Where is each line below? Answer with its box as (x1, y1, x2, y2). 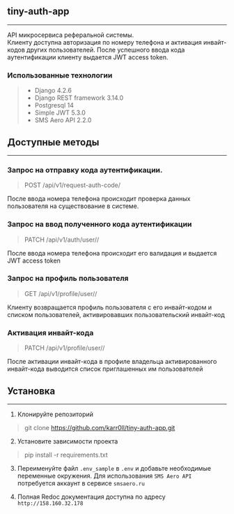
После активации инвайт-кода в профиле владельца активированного (7, 358, 217, 366)
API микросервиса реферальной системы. (7, 31, 134, 39)
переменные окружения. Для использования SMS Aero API (17, 471, 192, 480)
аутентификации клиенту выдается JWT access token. (7, 52, 169, 61)
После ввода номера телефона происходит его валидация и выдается (7, 249, 217, 257)
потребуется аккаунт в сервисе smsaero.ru (17, 478, 145, 487)
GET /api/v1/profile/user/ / (24, 289, 97, 298)
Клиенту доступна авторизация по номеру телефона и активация (7, 38, 202, 46)
